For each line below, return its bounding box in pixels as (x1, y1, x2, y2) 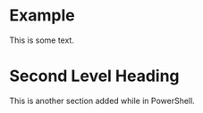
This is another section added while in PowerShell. (9, 95, 195, 106)
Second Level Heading (9, 66, 181, 86)
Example (9, 5, 75, 26)
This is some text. (9, 35, 74, 45)
